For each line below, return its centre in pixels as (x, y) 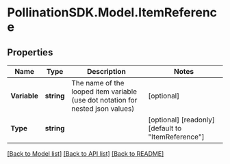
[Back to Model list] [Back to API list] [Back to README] (86, 154)
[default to (165, 128)
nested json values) (103, 109)
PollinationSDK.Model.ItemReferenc (112, 13)
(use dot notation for (104, 100)
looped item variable (104, 92)
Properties (30, 52)
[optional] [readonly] (182, 120)
